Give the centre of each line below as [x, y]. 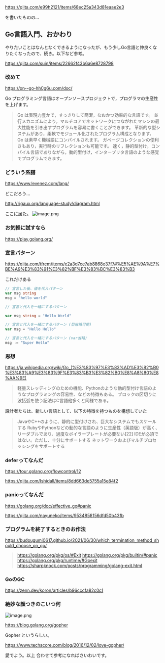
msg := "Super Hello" [27, 343]
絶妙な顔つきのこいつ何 [33, 604]
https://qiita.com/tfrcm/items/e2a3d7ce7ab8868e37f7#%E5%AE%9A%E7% [82, 264]
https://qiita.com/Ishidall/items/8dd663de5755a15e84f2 [62, 481]
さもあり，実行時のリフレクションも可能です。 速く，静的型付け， [84, 146]
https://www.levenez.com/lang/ [37, 184]
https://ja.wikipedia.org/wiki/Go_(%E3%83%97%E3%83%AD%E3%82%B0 [82, 368]
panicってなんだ [25, 495]
